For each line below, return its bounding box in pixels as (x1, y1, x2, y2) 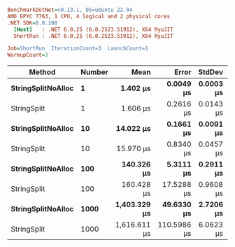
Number (80, 67, 108, 77)
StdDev (198, 67, 224, 77)
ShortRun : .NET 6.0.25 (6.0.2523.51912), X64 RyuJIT (13, 32, 173, 39)
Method (29, 67, 56, 77)
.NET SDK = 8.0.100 (7, 19, 58, 27)
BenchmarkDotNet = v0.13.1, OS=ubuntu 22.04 (7, 6, 133, 13)
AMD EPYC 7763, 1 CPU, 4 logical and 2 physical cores (7, 13, 171, 20)
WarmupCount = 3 (7, 52, 49, 59)
